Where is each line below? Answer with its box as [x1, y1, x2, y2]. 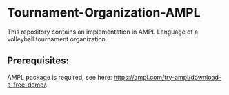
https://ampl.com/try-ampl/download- [113, 73, 222, 81]
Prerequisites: [7, 55, 69, 67]
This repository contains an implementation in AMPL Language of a [7, 28, 199, 36]
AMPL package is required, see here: [7, 73, 112, 81]
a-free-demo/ [7, 81, 46, 89]
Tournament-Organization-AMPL [7, 5, 201, 21]
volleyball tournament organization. [7, 34, 108, 43]
